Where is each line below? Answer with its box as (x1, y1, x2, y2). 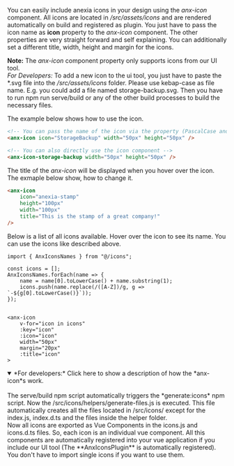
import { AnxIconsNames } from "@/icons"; (7, 253, 132, 260)
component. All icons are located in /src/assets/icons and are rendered (7, 13, 211, 22)
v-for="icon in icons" (19, 320, 86, 327)
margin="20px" (19, 345, 61, 352)
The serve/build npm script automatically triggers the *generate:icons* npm (7, 391, 225, 400)
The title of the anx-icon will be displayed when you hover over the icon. (7, 166, 214, 174)
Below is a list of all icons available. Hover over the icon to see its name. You (7, 232, 226, 240)
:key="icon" (19, 326, 54, 333)
